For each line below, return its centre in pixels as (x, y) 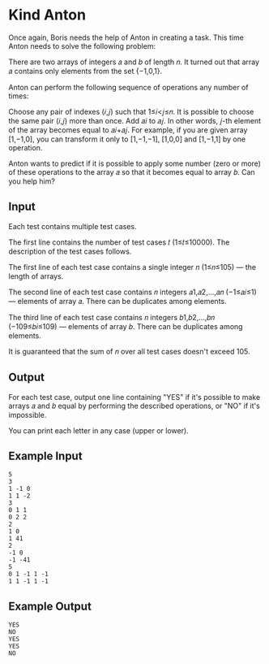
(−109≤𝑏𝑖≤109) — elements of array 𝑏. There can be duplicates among (126, 326)
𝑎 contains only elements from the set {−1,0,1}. (85, 71)
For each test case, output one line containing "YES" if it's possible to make (134, 397)
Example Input (45, 456)
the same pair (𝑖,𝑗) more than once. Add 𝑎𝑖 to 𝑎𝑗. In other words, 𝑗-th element (135, 120)
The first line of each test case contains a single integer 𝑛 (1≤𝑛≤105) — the (132, 267)
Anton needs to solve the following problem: (82, 46)
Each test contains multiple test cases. (73, 226)
